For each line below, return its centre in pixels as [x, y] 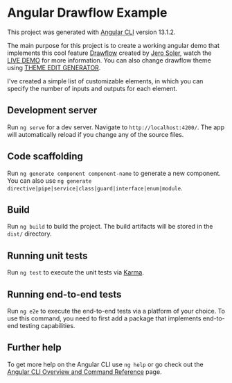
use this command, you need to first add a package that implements [104, 318]
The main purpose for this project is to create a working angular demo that [114, 45]
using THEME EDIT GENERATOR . [54, 67]
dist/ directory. [29, 234]
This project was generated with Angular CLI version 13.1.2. [91, 32]
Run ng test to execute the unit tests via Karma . [75, 272]
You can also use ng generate [50, 180]
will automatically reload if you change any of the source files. [96, 134]
